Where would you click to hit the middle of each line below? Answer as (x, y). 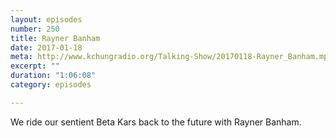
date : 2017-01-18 (46, 47)
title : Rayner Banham (55, 38)
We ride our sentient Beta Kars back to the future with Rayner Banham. (156, 122)
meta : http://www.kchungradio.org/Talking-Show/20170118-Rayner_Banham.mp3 (171, 57)
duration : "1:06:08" (53, 76)
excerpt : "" (35, 66)
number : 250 (35, 29)
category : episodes (51, 85)
